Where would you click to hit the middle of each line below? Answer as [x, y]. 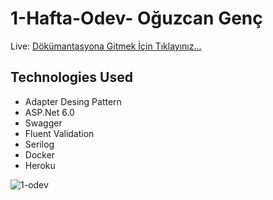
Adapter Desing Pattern [73, 101]
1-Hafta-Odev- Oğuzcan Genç [136, 18]
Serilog [39, 144]
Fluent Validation [59, 133]
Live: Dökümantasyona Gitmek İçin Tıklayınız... [106, 46]
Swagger [43, 123]
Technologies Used [71, 77]
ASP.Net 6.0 [49, 112]
